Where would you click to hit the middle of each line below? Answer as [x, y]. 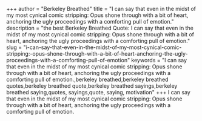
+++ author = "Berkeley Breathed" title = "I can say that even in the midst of [101, 9]
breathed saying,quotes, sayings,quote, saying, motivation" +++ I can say [99, 92]
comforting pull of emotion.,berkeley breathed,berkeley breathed [87, 79]
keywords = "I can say [159, 60]
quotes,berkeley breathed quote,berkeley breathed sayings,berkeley [92, 86]
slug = [14, 47]
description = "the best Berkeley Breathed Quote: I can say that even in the [100, 28]
